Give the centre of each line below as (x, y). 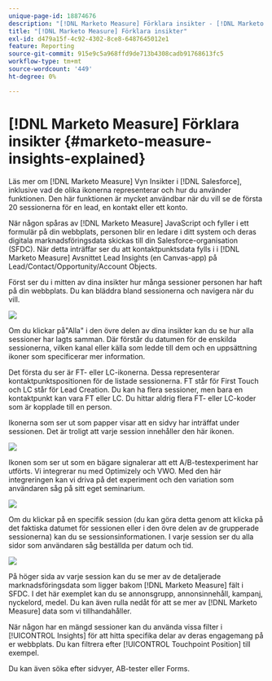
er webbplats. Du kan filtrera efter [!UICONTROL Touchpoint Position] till (129, 644)
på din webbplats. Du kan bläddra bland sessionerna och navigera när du (131, 291)
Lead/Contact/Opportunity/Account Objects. (83, 266)
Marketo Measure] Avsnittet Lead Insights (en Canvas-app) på (113, 257)
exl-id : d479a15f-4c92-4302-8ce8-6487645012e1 (89, 39)
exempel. (24, 652)
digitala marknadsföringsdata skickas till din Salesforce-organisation (123, 240)
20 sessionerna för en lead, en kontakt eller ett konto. (98, 207)
